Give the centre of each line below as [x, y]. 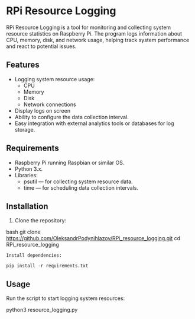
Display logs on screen [43, 110]
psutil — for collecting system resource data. [78, 181]
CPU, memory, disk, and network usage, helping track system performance [98, 40]
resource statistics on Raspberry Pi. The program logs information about [94, 33]
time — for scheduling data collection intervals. [81, 187]
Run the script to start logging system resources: [66, 298]
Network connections [50, 104]
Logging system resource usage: [55, 79]
